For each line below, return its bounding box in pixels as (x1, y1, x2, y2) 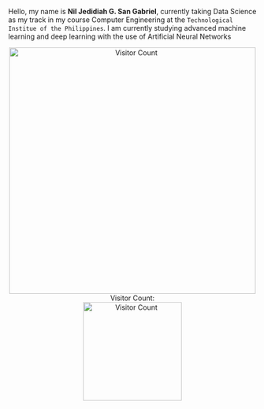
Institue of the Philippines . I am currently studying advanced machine (8, 24, 247, 32)
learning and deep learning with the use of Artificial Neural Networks (8, 32, 232, 41)
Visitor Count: (110, 293, 155, 303)
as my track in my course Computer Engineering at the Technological (8, 15, 234, 24)
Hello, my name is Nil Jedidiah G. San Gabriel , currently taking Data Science (8, 7, 257, 16)
